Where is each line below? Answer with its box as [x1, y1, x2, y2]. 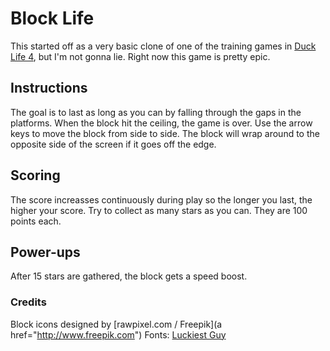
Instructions [10, 80, 88, 97]
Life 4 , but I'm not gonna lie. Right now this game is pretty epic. [10, 50, 271, 62]
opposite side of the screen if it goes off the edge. [10, 138, 217, 150]
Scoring [10, 167, 61, 184]
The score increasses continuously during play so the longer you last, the [10, 193, 313, 206]
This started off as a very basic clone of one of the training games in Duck [10, 40, 317, 52]
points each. [10, 215, 62, 227]
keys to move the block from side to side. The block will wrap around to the [10, 127, 320, 139]
